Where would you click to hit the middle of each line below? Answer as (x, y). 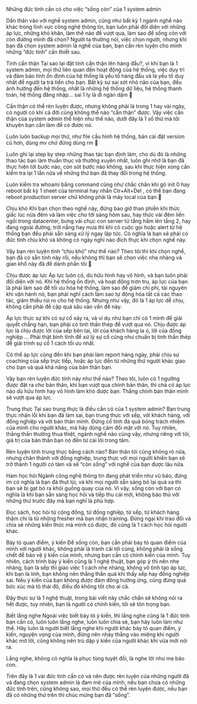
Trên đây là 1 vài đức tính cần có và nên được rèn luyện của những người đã (98, 676)
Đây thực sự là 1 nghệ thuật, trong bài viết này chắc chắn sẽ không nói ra (94, 598)
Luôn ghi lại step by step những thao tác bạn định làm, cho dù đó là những (96, 154)
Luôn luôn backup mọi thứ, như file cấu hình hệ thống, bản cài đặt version (96, 136)
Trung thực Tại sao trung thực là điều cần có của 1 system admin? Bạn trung (98, 409)
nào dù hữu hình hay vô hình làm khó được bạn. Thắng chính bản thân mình (98, 391)
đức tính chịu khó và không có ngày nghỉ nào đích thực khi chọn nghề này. (96, 240)
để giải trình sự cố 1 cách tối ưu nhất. (51, 343)
